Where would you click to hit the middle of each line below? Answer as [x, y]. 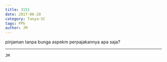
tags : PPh [15, 23]
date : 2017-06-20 [23, 14]
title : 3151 [17, 10]
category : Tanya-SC [25, 19]
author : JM [16, 28]
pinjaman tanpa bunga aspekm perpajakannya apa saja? [63, 42]
